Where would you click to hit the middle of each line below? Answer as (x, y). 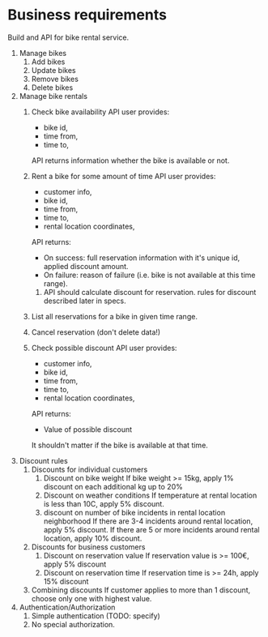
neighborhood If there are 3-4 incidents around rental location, (148, 521)
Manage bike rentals (53, 96)
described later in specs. (85, 301)
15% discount (66, 581)
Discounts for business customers (88, 547)
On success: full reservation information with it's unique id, (142, 258)
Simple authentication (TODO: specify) (96, 616)
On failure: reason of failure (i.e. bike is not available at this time (149, 275)
